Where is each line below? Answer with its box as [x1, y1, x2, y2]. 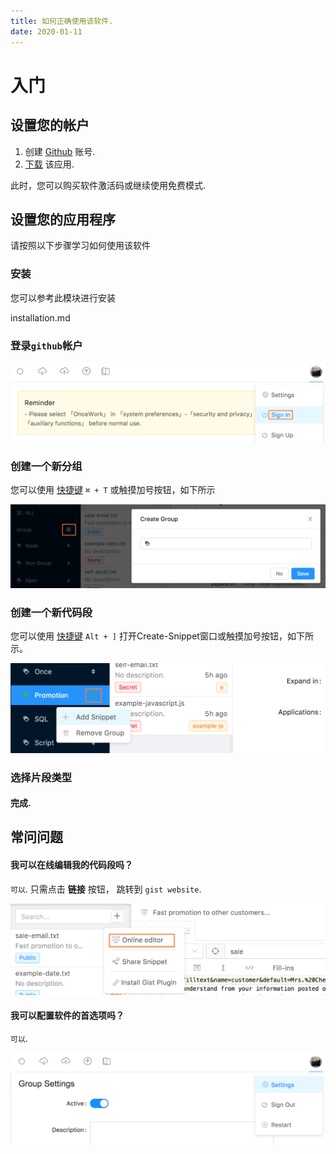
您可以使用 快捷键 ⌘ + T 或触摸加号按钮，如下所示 [10, 484, 216, 496]
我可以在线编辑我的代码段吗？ [10, 859, 133, 871]
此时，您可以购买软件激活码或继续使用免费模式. [10, 179, 207, 191]
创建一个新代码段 [10, 605, 93, 619]
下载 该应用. [24, 158, 75, 170]
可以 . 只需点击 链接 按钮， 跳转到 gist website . [10, 883, 202, 895]
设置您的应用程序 [10, 211, 116, 228]
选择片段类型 [10, 770, 73, 784]
